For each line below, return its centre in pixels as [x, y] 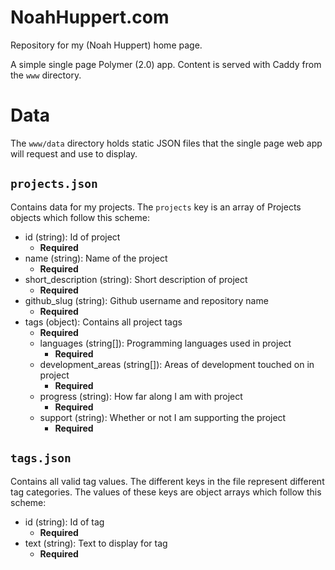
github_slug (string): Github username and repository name [146, 300]
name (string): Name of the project [96, 258]
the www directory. [46, 75]
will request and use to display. [74, 153]
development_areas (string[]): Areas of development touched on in [177, 364]
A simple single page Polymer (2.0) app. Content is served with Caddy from [166, 64]
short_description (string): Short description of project [136, 279]
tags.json [41, 458]
